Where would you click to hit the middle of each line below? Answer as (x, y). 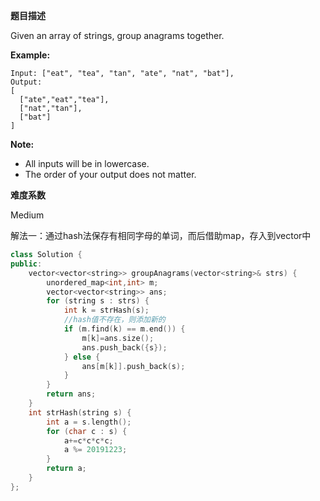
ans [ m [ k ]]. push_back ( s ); (133, 366)
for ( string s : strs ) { (98, 301)
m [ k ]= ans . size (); (118, 338)
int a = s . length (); (89, 422)
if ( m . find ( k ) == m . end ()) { (124, 329)
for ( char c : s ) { (87, 431)
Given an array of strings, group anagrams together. (117, 35)
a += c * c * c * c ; (88, 440)
